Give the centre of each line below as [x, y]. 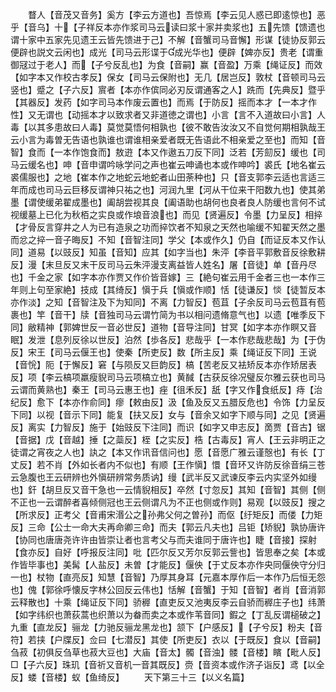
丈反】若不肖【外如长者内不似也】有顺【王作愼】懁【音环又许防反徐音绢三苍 [168, 464]
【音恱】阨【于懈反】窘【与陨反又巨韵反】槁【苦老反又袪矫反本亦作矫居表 [163, 364]
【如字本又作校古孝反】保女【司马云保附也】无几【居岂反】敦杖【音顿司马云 [168, 77]
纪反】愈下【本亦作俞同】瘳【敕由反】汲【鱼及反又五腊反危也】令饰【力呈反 [168, 402]
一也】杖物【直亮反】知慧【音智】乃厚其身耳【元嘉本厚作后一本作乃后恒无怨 [168, 577]
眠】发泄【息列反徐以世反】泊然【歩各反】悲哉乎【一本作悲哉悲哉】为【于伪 [168, 339]
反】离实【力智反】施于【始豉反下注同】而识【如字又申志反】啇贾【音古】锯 [168, 427]
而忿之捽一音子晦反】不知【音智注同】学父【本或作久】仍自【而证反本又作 [163, 239]
